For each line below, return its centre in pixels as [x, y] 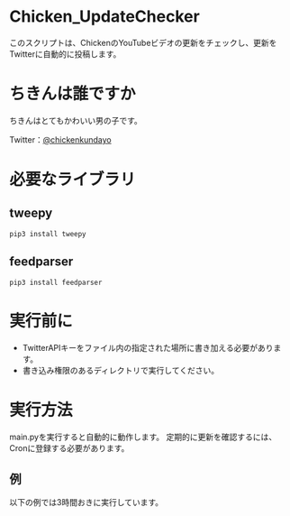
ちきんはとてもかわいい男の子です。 [76, 120]
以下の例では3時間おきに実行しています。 [86, 502]
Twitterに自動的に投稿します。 [65, 54]
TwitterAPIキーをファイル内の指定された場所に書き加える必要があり [148, 347]
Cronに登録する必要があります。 [69, 447]
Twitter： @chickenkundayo [60, 139]
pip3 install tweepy [48, 234]
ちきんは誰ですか [73, 94]
